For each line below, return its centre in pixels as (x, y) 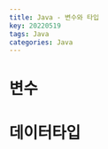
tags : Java (29, 34)
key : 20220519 (35, 26)
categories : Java (41, 42)
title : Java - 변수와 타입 (54, 17)
